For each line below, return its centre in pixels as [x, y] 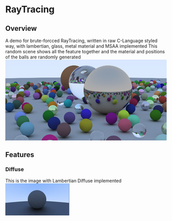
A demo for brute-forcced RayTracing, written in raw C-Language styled [81, 41]
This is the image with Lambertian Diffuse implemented [63, 180]
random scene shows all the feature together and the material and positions [85, 52]
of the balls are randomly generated [43, 57]
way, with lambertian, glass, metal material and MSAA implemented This [81, 46]
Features [20, 155]
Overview [21, 28]
